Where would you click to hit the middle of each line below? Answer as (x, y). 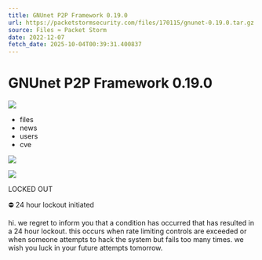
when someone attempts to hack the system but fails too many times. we (126, 240)
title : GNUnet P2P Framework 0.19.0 (68, 15)
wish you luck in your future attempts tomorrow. (86, 248)
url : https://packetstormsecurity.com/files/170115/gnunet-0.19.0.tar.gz (131, 23)
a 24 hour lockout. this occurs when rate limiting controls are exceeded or (127, 231)
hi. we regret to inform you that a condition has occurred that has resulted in (131, 223)
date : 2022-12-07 (36, 37)
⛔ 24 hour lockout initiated (51, 205)
